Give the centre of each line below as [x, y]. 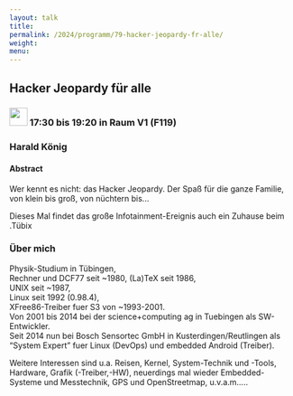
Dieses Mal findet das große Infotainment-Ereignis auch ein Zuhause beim [147, 216]
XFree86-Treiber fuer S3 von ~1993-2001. [87, 306]
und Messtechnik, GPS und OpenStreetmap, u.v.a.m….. [146, 382]
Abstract [26, 168]
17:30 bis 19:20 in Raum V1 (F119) [103, 123]
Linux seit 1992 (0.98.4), [55, 297]
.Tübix [21, 225]
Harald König [38, 147]
